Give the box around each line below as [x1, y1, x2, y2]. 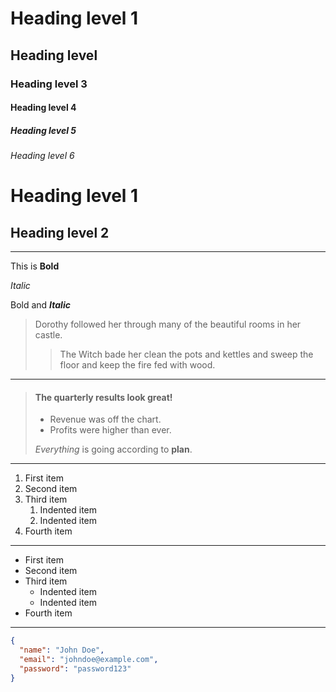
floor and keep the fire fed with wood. [59, 359, 216, 371]
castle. [34, 329, 63, 341]
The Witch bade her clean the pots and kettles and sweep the [59, 348, 314, 361]
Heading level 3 [10, 77, 88, 91]
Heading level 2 [10, 224, 110, 241]
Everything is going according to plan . [34, 443, 193, 456]
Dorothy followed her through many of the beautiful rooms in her [34, 318, 302, 331]
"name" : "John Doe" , [19, 645, 105, 656]
